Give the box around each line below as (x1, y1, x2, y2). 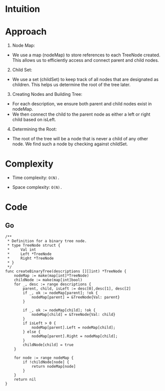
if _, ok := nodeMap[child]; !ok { (23, 308, 96, 313)
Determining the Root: (12, 126, 57, 132)
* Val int (7, 247, 36, 253)
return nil (14, 377, 36, 382)
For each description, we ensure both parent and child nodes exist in (12, 101, 152, 107)
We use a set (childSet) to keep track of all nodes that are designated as (12, 77, 159, 83)
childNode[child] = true (23, 343, 74, 348)
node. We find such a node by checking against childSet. (12, 141, 128, 147)
